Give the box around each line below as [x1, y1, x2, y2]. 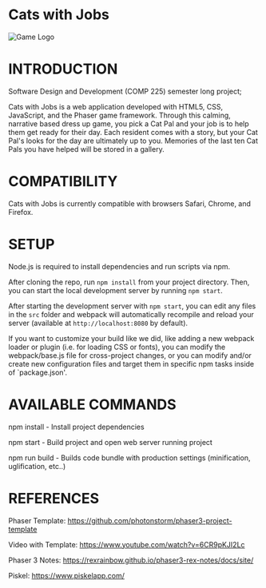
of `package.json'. [8, 367, 68, 377]
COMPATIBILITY [8, 173, 118, 191]
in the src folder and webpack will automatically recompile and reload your [8, 309, 254, 319]
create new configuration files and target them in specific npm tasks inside [8, 359, 255, 368]
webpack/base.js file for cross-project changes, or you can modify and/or [8, 350, 252, 360]
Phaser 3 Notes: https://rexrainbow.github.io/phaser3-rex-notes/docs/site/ [8, 555, 254, 565]
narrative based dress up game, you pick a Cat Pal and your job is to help [8, 118, 249, 129]
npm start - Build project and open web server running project [8, 437, 213, 447]
